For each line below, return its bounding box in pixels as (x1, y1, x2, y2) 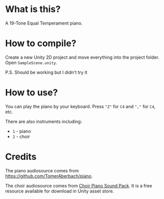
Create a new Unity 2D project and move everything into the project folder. (5, 54, 159, 60)
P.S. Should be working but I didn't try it (5, 69, 88, 75)
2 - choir (12, 133, 30, 139)
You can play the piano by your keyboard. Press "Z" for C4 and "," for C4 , (5, 103, 156, 109)
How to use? (5, 87, 58, 98)
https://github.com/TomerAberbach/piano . (5, 173, 93, 179)
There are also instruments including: (5, 118, 82, 124)
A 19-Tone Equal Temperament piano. (5, 20, 83, 26)
